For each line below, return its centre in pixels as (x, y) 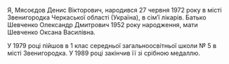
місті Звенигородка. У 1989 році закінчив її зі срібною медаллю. (104, 53)
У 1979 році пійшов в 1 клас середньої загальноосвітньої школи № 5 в (112, 46)
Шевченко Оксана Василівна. (52, 32)
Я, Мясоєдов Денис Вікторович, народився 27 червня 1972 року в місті (115, 10)
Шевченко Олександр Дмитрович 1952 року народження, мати (103, 25)
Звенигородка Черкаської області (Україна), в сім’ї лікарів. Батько (107, 17)
